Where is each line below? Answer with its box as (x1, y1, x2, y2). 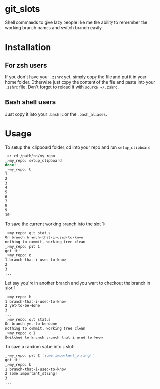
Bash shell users (5, 98, 56, 106)
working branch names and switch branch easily (5, 24, 102, 30)
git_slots (5, 3, 40, 15)
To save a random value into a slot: (5, 344, 75, 350)
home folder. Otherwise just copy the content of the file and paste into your (5, 79, 155, 85)
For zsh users (5, 61, 47, 69)
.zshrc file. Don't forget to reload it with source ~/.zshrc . (5, 84, 119, 90)
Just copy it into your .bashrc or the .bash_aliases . (5, 111, 108, 117)
